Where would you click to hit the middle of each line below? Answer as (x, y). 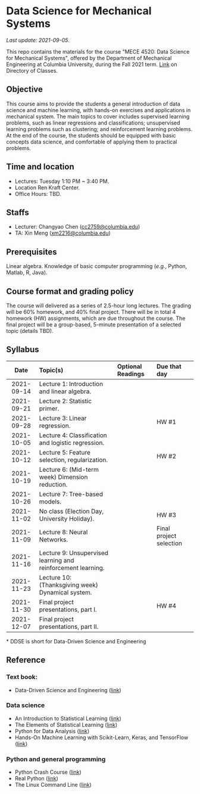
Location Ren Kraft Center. (47, 187)
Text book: (22, 677)
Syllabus (23, 350)
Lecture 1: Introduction (71, 384)
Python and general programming (56, 759)
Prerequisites (32, 252)
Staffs (18, 212)
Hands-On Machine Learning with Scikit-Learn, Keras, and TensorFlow (101, 737)
